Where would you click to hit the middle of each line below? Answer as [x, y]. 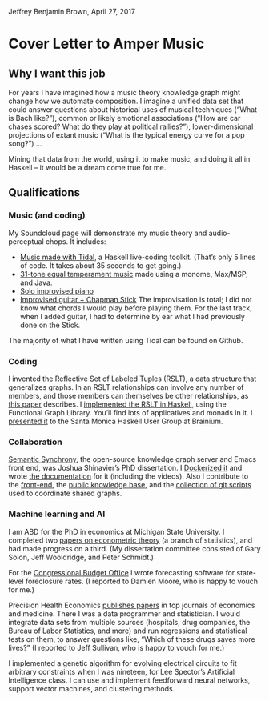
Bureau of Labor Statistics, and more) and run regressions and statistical [128, 631]
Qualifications [44, 192]
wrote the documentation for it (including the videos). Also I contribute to [128, 476]
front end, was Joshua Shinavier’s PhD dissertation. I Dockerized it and [125, 468]
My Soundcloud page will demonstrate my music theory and [108, 233]
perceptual [26, 241]
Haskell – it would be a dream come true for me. [87, 168]
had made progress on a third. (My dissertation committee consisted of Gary [135, 548]
